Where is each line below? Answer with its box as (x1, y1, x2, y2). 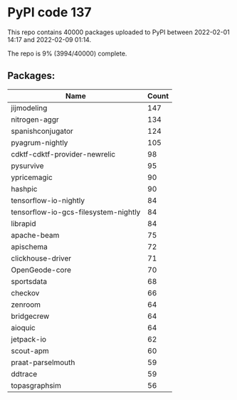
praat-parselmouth (11, 357, 75, 367)
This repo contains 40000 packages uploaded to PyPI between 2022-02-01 (7, 28, 230, 36)
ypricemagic (11, 172, 53, 182)
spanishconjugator (11, 126, 73, 136)
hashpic (11, 184, 38, 194)
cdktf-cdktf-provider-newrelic (11, 149, 116, 159)
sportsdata (11, 276, 48, 286)
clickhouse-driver (11, 253, 72, 263)
